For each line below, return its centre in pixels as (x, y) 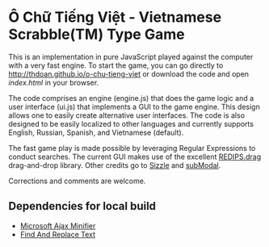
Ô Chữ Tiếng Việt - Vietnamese (115, 17)
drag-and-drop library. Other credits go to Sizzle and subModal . (115, 165)
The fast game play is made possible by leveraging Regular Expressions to (132, 148)
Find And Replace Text (57, 234)
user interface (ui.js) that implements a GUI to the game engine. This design (134, 107)
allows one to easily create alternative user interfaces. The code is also (126, 115)
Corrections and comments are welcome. (77, 181)
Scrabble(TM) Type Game (97, 34)
